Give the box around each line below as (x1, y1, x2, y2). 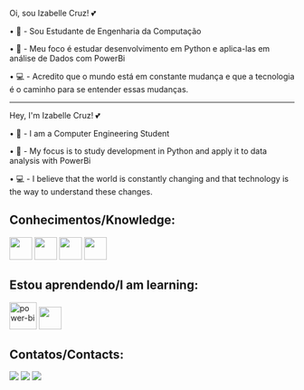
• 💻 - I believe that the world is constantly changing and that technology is (9, 174, 290, 184)
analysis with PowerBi (9, 156, 91, 166)
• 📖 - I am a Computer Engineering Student (9, 128, 170, 138)
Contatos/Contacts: (9, 347, 124, 363)
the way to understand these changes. (9, 186, 153, 197)
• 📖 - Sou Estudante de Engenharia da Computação (9, 26, 202, 36)
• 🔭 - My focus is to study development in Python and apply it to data (9, 146, 268, 157)
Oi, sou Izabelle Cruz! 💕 (9, 8, 97, 18)
